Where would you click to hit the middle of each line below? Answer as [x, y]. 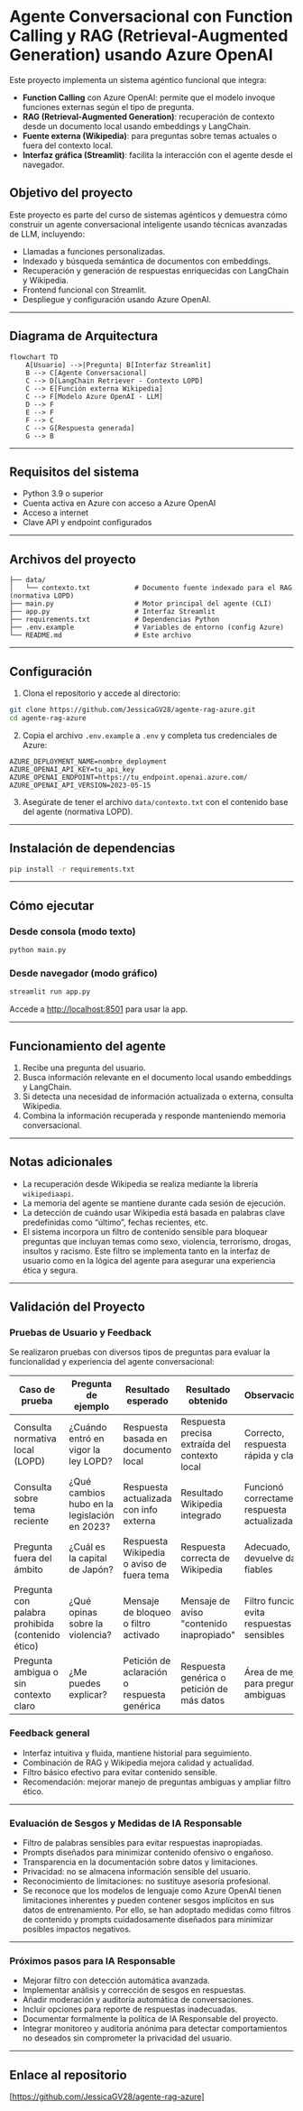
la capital [88, 1559]
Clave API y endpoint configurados [87, 523]
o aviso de [145, 1564]
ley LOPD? [91, 1461]
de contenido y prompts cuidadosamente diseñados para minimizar [147, 1920]
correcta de [205, 1559]
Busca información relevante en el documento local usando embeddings [157, 1077]
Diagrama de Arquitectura [84, 336]
